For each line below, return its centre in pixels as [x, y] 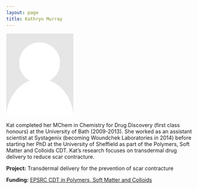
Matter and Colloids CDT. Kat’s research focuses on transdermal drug [92, 150]
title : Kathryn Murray [34, 19]
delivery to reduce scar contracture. [50, 157]
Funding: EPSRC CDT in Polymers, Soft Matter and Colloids [79, 179]
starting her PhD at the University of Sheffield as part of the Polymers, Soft [98, 144]
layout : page [22, 13]
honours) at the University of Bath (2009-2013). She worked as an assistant [99, 131]
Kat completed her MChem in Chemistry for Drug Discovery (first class [93, 125]
